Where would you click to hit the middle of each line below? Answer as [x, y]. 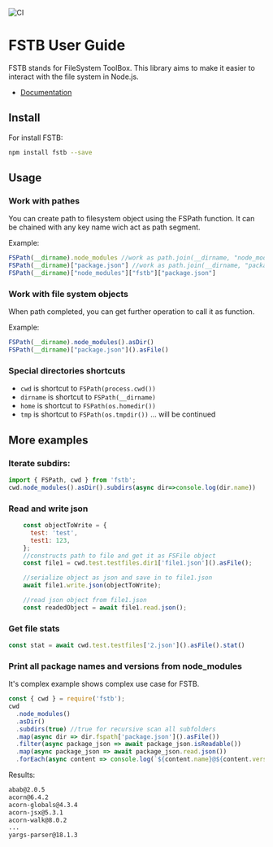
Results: [22, 775]
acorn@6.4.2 [28, 797]
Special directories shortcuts [67, 370]
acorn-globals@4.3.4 [43, 805]
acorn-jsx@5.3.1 [36, 812]
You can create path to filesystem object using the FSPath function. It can [132, 219]
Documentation [46, 92]
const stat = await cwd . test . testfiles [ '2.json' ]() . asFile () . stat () [127, 646]
